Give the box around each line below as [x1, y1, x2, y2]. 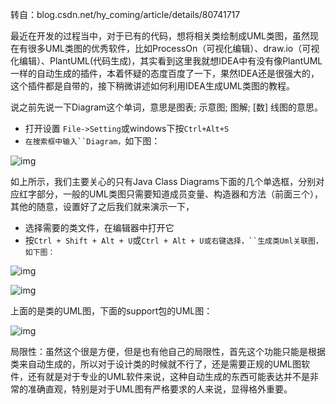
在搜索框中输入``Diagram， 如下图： [24, 135, 161, 147]
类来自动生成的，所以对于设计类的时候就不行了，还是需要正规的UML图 [10, 358, 302, 370]
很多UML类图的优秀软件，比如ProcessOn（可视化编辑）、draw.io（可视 [27, 43, 320, 54]
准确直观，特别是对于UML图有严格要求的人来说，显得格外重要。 [27, 383, 293, 395]
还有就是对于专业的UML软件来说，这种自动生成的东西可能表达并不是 [27, 371, 310, 382]
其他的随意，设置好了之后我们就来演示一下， [10, 201, 195, 212]
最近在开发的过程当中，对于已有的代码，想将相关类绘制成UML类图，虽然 [10, 30, 310, 42]
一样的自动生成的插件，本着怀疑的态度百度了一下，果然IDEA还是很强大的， [10, 68, 320, 79]
